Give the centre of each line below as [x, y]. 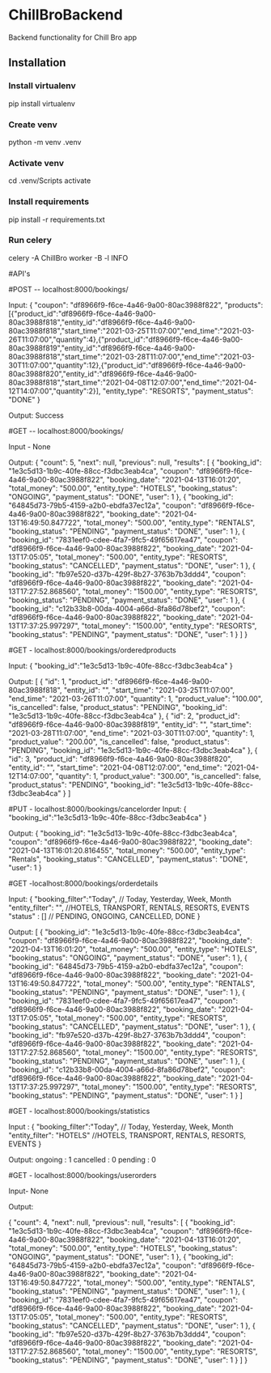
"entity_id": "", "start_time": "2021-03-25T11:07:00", [149, 690]
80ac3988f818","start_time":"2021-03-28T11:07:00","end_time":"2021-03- [131, 356]
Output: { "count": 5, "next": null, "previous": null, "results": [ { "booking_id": [135, 462]
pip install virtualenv [42, 104]
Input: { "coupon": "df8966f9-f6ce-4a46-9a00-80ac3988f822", [116, 304]
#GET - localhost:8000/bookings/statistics [79, 1111]
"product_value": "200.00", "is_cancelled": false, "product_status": [119, 742]
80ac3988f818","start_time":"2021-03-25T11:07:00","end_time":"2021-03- [131, 330]
